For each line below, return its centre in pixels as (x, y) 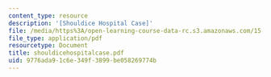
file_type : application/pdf (56, 38)
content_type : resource (48, 16)
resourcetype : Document (48, 46)
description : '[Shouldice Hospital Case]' (81, 23)
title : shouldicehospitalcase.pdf (67, 53)
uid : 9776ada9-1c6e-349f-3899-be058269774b (83, 61)
